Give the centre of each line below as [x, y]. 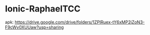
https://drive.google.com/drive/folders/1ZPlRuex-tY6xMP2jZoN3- [80, 22]
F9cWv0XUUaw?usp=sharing [34, 27]
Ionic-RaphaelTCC [43, 9]
